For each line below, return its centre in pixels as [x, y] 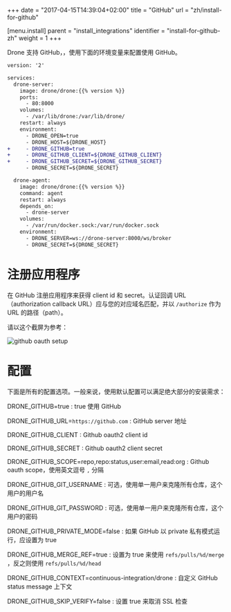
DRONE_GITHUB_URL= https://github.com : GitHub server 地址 [97, 420]
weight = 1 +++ [40, 38]
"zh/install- [206, 10]
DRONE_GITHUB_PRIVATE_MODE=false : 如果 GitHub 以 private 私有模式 [111, 531]
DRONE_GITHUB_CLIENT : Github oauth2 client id [77, 434]
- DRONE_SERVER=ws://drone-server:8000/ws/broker [98, 238]
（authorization [29, 304]
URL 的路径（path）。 [37, 312]
